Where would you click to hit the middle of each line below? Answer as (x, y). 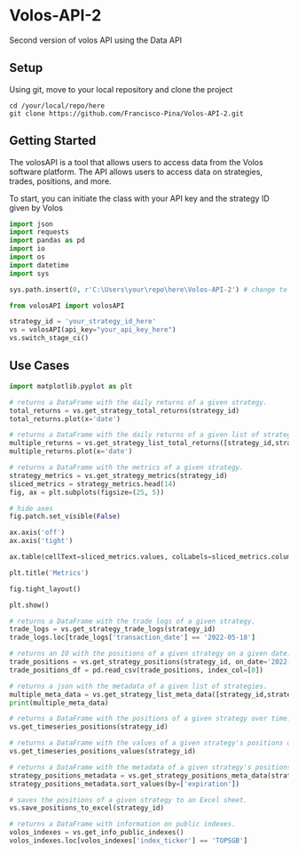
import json (31, 224)
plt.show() (29, 605)
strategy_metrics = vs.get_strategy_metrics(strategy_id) (118, 475)
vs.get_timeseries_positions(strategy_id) (89, 727)
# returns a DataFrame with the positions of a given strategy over (138, 719)
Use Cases (39, 366)
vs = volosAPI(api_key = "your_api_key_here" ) (93, 330)
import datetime (39, 265)
